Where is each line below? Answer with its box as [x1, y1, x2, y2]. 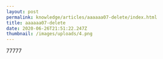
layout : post [6, 8, 39, 15]
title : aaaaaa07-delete [6, 20, 66, 26]
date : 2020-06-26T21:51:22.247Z [6, 25, 87, 32]
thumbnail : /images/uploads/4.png [6, 31, 93, 37]
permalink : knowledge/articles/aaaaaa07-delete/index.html [6, 14, 158, 20]
